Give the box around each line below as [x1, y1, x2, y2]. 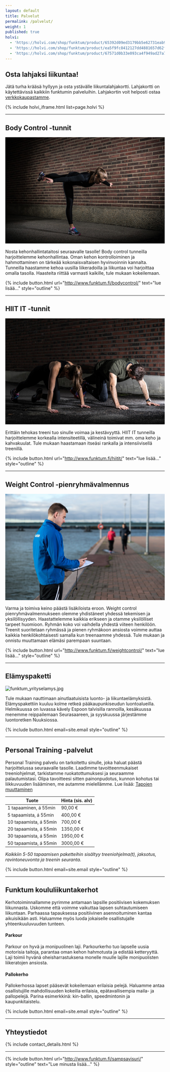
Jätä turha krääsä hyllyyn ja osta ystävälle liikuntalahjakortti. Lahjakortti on [5, 83, 160, 90]
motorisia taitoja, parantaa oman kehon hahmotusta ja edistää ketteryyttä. [5, 949, 159, 955]
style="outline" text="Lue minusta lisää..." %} [5, 1061, 100, 1067]
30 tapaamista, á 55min [7, 833, 57, 839]
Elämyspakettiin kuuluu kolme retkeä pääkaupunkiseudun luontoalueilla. [5, 701, 155, 707]
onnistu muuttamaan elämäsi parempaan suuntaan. [5, 637, 112, 644]
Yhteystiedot [5, 1027, 48, 1037]
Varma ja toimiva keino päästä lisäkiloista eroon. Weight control [5, 605, 137, 611]
